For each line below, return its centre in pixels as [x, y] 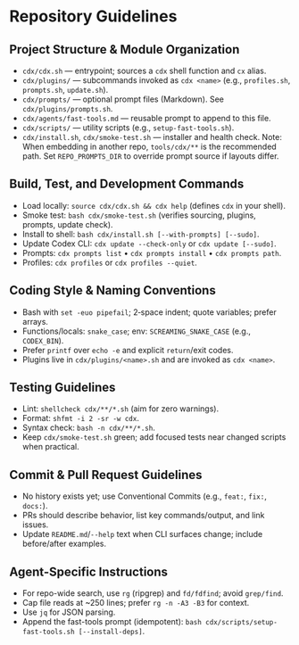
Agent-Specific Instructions [88, 571]
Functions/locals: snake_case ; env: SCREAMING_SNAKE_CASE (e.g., [137, 331]
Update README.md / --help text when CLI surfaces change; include [142, 534]
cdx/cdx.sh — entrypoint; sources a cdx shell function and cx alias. [144, 70]
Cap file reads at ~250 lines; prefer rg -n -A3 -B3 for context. [136, 603]
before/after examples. [64, 544]
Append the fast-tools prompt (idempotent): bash [112, 622]
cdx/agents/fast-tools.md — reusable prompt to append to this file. [146, 118]
